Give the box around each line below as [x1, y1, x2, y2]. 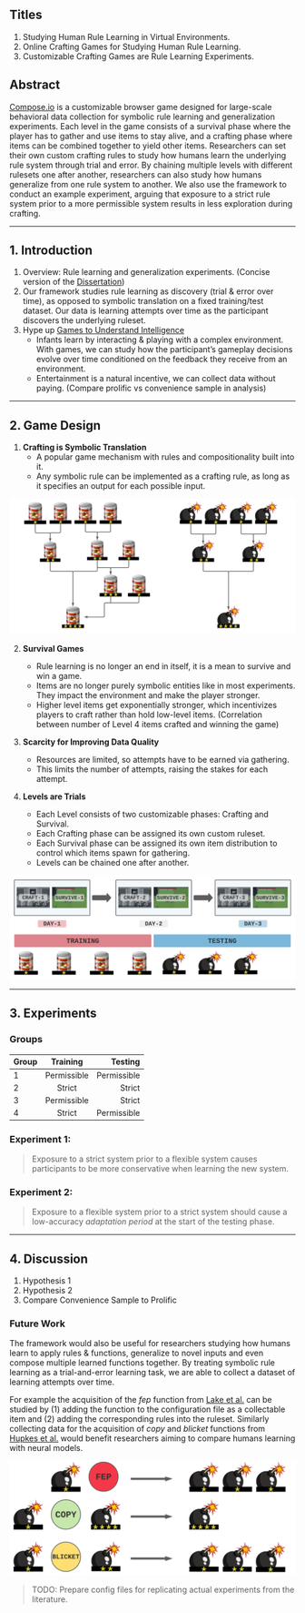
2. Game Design [9, 418, 102, 433]
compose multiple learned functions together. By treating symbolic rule [9, 1357, 275, 1368]
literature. [31, 1594, 68, 1605]
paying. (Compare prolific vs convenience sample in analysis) [35, 382, 267, 394]
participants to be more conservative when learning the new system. [31, 1163, 289, 1174]
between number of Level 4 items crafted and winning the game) [35, 718, 280, 729]
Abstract [9, 77, 61, 93]
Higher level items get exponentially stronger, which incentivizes [35, 699, 278, 710]
